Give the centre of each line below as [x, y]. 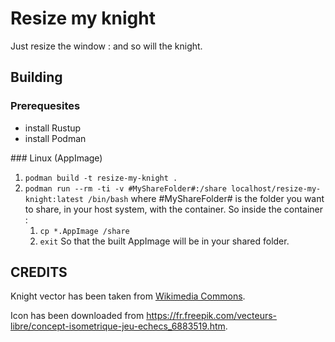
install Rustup [53, 128]
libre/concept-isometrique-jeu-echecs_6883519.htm [118, 326]
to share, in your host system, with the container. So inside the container [174, 209]
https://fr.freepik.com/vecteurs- [212, 316]
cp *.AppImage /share [84, 231]
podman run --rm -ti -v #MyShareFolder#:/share [125, 188]
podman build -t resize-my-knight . [101, 178]
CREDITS [39, 272]
